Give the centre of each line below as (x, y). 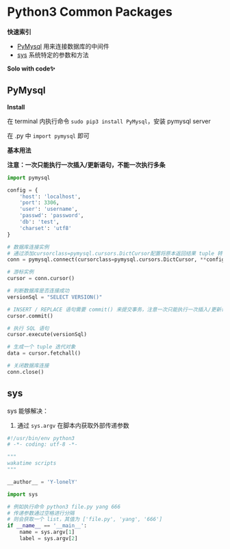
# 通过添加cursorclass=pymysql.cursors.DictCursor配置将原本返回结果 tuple (111, 253)
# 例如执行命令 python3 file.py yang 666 (64, 507)
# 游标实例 (21, 272)
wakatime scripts (32, 463)
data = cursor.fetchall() (44, 353)
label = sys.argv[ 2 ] (49, 539)
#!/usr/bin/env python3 (41, 438)
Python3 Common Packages (90, 12)
